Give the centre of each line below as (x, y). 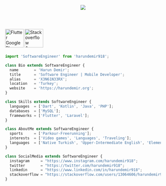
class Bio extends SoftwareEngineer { (45, 65)
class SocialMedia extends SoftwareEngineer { (54, 156)
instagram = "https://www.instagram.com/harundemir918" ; (74, 161)
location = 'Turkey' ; (34, 84)
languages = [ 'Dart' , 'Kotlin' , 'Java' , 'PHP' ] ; (62, 106)
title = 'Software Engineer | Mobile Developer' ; (67, 74)
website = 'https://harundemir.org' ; (52, 88)
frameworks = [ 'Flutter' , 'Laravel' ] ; (50, 115)
